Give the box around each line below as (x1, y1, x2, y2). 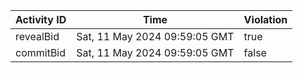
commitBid (15, 46, 67, 59)
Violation (243, 13, 288, 26)
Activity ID (15, 13, 67, 26)
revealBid (15, 30, 60, 43)
